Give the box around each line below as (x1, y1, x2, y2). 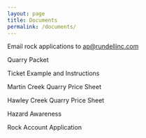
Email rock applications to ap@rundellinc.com (7, 43, 139, 51)
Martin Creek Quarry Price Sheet (7, 83, 102, 91)
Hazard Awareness (7, 109, 61, 118)
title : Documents (7, 17, 58, 24)
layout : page (7, 10, 45, 17)
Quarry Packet (7, 56, 49, 64)
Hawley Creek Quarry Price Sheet (7, 96, 105, 105)
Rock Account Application (7, 123, 82, 132)
